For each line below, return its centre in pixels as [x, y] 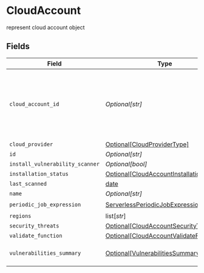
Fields [18, 46]
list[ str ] [116, 216]
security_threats [34, 226]
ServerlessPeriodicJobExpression [154, 205]
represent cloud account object [46, 27]
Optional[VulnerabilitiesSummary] [154, 253]
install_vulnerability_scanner [55, 164]
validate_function [36, 235]
